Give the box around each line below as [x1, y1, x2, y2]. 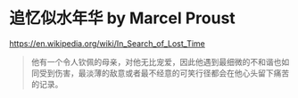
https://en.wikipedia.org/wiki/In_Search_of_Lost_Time [9, 37, 205, 49]
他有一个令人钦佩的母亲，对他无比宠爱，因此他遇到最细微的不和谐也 [30, 56, 282, 67]
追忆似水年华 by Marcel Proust [9, 8, 236, 29]
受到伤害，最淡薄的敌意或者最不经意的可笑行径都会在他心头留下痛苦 [38, 68, 290, 78]
